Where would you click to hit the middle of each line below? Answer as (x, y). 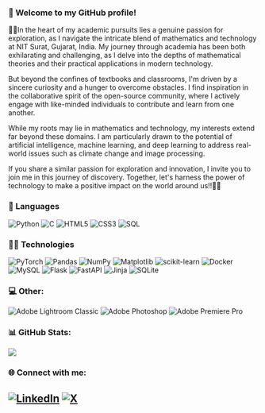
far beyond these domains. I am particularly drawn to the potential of (120, 137)
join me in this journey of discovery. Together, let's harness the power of (127, 177)
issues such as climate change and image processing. (117, 153)
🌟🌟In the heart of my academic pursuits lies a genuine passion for (116, 30)
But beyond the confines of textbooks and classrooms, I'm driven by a (123, 79)
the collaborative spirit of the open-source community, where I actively (124, 96)
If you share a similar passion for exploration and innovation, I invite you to (130, 169)
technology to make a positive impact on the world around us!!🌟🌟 (115, 186)
